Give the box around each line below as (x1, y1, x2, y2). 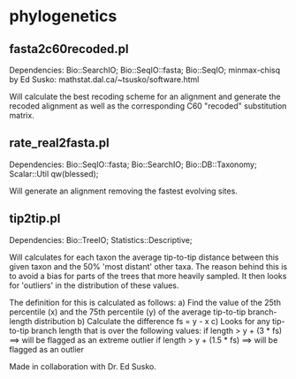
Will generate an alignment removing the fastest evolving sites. (9, 186, 239, 196)
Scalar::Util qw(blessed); (9, 168, 99, 178)
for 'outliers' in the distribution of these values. (9, 280, 179, 291)
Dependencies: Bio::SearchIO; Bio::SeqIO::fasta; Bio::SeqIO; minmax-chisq (9, 64, 281, 75)
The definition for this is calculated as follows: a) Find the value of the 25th (9, 297, 281, 307)
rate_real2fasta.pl (9, 135, 110, 151)
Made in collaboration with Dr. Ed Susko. (9, 360, 156, 372)
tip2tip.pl (9, 211, 61, 226)
